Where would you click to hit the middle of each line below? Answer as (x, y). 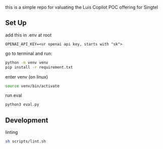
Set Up (16, 23)
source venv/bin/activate (32, 86)
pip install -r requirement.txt (39, 67)
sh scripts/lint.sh (26, 141)
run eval (14, 95)
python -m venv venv (27, 62)
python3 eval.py (22, 104)
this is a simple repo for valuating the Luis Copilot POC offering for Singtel (82, 7)
